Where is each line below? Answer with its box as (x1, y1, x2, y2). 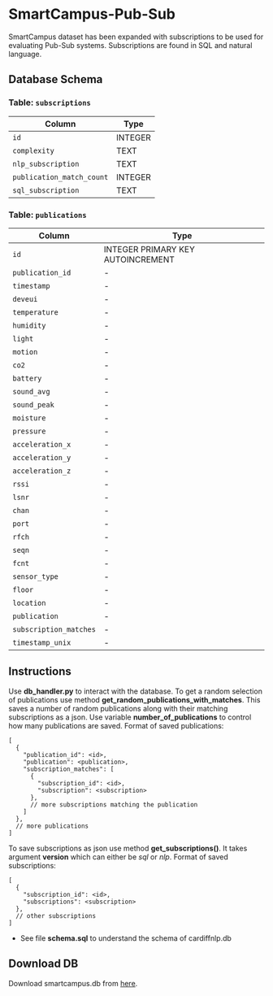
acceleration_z (12, 466, 71, 476)
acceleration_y (12, 453, 71, 462)
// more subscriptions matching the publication (29, 800, 198, 809)
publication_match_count (12, 172, 109, 181)
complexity (12, 146, 54, 155)
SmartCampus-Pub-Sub (8, 5, 176, 24)
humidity (12, 320, 46, 330)
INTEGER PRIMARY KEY (103, 243, 195, 254)
